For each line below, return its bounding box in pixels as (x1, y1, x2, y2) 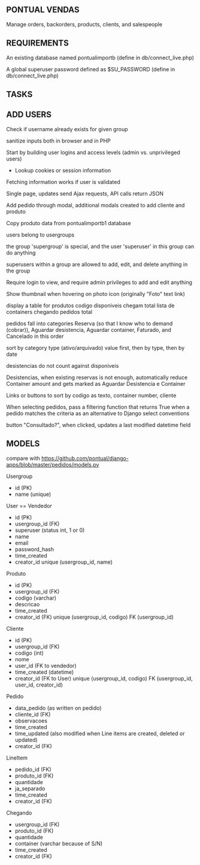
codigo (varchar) (14, 594, 57, 601)
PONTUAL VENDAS (6, 5, 80, 15)
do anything (6, 249, 36, 256)
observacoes (14, 717, 48, 724)
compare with (6, 455, 41, 462)
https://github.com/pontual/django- (41, 455, 129, 462)
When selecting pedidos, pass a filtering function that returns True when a (6, 403, 190, 410)
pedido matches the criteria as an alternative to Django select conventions (6, 410, 190, 417)
